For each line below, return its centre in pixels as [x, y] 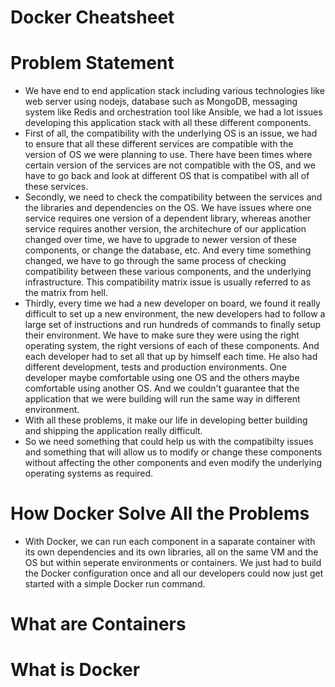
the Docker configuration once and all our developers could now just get [174, 573]
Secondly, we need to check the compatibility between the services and [173, 197]
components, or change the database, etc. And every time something [168, 250]
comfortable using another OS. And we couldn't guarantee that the [162, 388]
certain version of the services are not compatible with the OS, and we [170, 165]
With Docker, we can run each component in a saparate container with [170, 542]
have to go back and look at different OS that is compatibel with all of [167, 176]
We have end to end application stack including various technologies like [174, 91]
